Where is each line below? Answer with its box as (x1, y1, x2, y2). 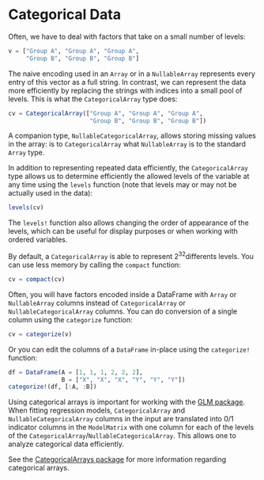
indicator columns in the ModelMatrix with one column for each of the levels (8, 422, 255, 432)
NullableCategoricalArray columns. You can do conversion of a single (8, 307, 238, 316)
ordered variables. (8, 235, 68, 245)
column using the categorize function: (8, 314, 133, 324)
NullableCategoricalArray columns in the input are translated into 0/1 (8, 414, 235, 424)
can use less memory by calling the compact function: (8, 260, 182, 269)
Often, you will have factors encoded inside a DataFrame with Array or (8, 289, 237, 299)
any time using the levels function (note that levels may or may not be (8, 180, 237, 189)
